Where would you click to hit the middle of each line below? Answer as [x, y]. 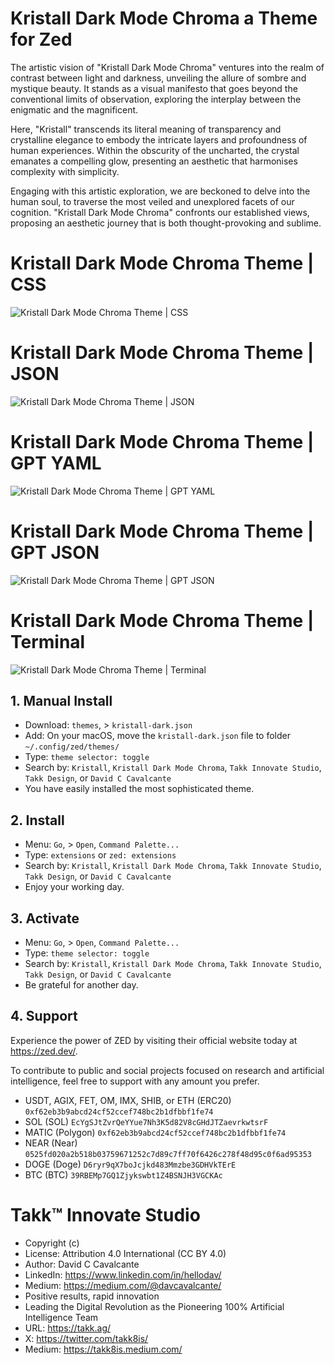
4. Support [44, 1016]
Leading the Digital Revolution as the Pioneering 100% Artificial [154, 1306]
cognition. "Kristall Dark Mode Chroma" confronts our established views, [160, 212]
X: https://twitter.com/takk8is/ [86, 1338]
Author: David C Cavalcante [82, 1264]
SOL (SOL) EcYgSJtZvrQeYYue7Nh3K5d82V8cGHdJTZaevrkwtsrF [146, 1121]
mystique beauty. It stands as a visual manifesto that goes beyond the [154, 88]
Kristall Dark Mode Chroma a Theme [164, 18]
